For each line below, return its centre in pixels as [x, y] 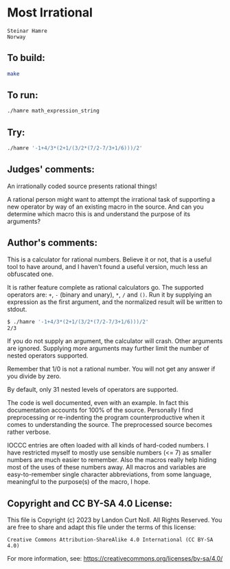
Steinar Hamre [27, 31]
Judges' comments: [51, 170]
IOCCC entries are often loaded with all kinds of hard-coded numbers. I [108, 445]
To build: [26, 58]
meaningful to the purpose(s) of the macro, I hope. [79, 482]
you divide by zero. [34, 376]
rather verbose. [29, 432]
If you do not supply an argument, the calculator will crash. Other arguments [115, 341]
